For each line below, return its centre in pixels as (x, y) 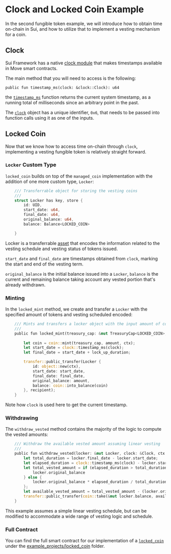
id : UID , (33, 205)
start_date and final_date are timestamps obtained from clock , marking (82, 258)
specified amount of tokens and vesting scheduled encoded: (69, 315)
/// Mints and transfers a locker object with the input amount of (87, 324)
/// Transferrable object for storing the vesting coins (76, 191)
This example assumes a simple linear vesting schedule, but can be (76, 511)
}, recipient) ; (40, 390)
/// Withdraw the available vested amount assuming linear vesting (87, 444)
